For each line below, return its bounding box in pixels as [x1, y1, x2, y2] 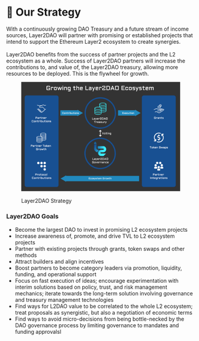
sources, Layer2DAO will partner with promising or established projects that [6, 31, 193, 38]
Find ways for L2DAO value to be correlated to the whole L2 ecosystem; [14, 303, 193, 310]
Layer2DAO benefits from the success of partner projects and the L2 [6, 50, 176, 58]
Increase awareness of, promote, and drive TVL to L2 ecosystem [14, 232, 175, 240]
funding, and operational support [14, 270, 97, 278]
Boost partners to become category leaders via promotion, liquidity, [14, 264, 182, 271]
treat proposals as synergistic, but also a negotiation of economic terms [14, 309, 193, 316]
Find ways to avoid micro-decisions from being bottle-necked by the [14, 315, 185, 322]
